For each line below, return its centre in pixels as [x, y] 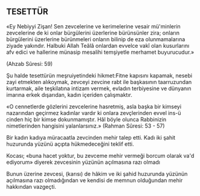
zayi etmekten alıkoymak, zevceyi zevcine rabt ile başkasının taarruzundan [99, 82]
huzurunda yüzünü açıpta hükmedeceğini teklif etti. [70, 144]
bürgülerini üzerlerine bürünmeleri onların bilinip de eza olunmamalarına [96, 39]
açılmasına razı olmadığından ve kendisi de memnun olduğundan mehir [95, 180]
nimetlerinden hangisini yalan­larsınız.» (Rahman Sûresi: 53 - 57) [85, 126]
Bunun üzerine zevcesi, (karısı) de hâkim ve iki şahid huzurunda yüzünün [97, 174]
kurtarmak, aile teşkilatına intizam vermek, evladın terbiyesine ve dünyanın [99, 88]
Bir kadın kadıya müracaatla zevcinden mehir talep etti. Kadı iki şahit [91, 137]
